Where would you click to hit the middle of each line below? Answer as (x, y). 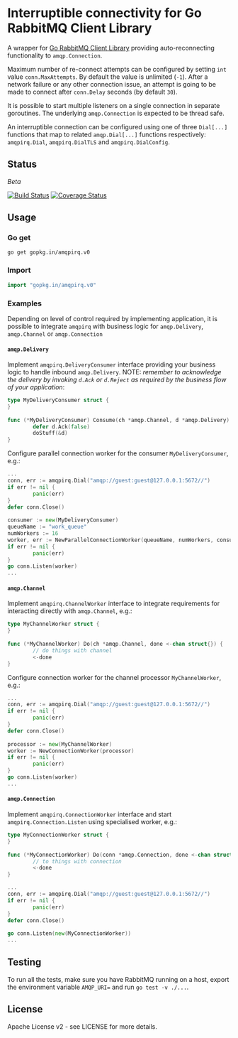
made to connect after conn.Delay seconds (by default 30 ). (92, 92)
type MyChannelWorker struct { (53, 624)
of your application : (36, 387)
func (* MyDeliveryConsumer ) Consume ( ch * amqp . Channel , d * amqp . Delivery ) (119, 420)
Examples (25, 303)
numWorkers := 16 (33, 534)
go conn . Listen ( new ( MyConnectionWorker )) (69, 934)
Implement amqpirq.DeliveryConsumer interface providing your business (112, 364)
